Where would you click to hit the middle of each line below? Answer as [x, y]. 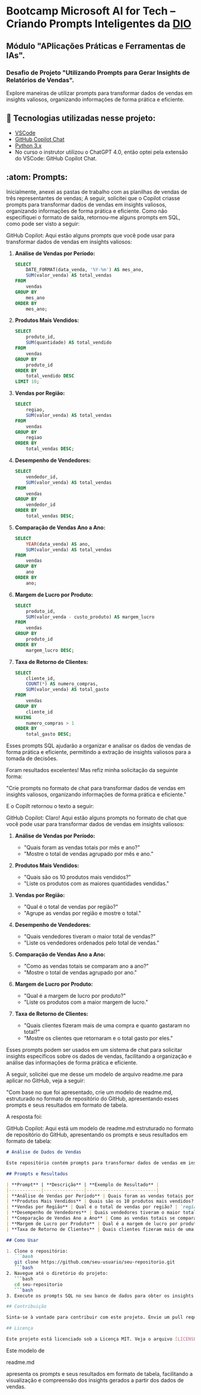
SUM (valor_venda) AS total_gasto [68, 690]
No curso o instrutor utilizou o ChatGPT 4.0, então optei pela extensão [101, 152]
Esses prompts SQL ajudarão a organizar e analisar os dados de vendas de [99, 746]
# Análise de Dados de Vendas [44, 1152]
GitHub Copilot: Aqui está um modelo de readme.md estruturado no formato [100, 1128]
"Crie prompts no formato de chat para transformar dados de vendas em [96, 788]
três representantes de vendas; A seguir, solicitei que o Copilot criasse [93, 198]
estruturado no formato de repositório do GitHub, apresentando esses [92, 1099]
